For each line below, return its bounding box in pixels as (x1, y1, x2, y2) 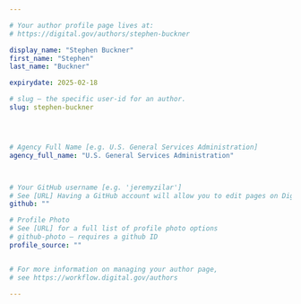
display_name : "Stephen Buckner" (9, 46, 134, 55)
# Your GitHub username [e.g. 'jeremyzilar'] (9, 183, 182, 192)
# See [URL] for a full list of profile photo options (9, 224, 219, 233)
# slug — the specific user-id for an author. (9, 95, 186, 104)
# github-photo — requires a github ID (9, 232, 159, 241)
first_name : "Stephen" (9, 54, 94, 63)
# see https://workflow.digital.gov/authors (9, 273, 178, 282)
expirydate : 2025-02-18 (9, 78, 99, 88)
